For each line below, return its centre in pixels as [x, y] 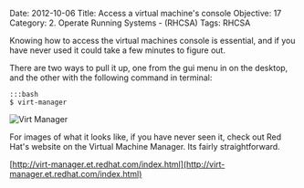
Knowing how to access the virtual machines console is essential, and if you [152, 41]
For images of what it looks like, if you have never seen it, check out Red [146, 137]
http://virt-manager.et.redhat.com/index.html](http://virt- [119, 164]
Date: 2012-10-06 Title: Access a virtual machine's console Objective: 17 [146, 13]
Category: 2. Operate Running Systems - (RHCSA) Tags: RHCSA [130, 23]
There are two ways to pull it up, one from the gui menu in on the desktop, [149, 68]
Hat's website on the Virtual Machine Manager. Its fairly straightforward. [145, 146]
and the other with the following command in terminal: [111, 78]
